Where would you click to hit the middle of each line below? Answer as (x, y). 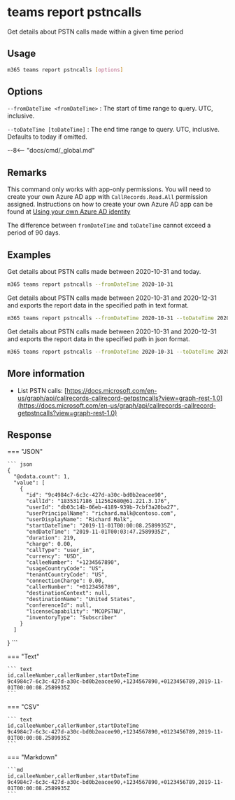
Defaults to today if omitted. (47, 137)
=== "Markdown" (33, 757)
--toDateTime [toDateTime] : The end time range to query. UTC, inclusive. (114, 130)
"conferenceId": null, (59, 606)
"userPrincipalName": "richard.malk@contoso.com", (101, 513)
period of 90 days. (34, 233)
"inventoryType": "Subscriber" (71, 618)
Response (30, 435)
